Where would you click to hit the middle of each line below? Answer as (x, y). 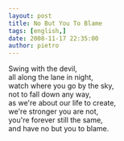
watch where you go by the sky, (61, 86)
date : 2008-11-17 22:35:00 (54, 38)
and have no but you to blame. (59, 129)
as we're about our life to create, (62, 103)
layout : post (30, 16)
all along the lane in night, (51, 77)
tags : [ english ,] (37, 31)
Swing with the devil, (43, 68)
